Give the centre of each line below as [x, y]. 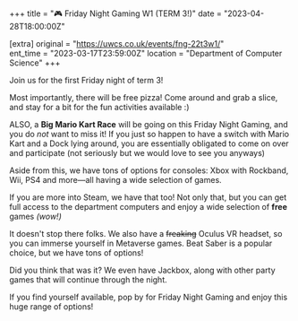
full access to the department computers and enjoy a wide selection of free [149, 207]
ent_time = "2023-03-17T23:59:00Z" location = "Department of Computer [146, 53]
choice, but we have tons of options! [77, 253]
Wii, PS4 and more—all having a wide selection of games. [115, 180]
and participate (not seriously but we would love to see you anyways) [137, 153]
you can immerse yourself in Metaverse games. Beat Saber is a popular [141, 243]
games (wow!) [36, 216]
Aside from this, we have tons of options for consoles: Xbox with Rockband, [149, 170]
